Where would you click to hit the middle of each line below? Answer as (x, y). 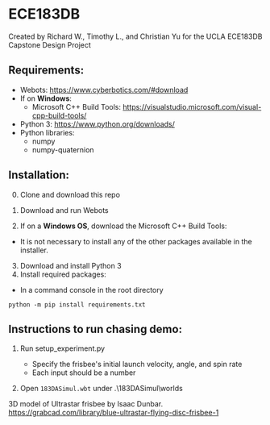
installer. (34, 250)
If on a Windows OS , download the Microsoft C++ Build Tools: (123, 226)
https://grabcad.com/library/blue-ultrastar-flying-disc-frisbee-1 (114, 413)
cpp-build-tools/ (59, 115)
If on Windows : (46, 98)
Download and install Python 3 (71, 265)
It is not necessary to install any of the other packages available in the (136, 241)
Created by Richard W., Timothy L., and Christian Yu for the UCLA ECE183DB (135, 36)
